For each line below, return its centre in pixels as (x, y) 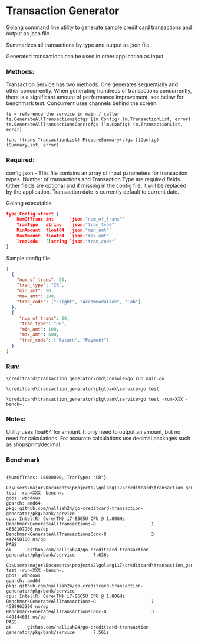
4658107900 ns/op (27, 529)
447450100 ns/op (26, 539)
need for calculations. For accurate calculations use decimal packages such (98, 439)
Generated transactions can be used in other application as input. (85, 56)
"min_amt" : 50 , (35, 291)
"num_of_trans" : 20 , (44, 318)
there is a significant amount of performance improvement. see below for (95, 97)
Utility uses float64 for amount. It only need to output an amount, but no (93, 432)
